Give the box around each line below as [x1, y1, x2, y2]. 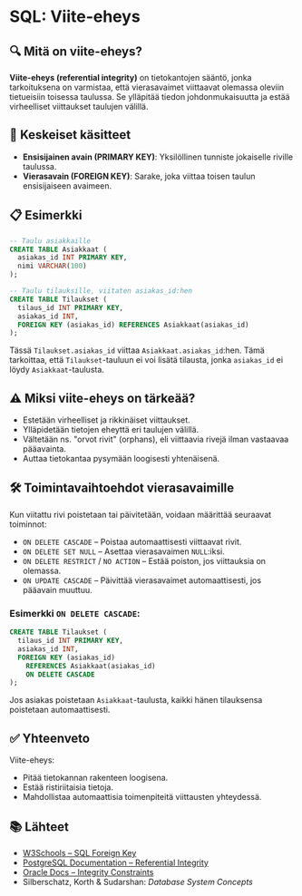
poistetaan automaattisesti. [9, 705, 111, 716]
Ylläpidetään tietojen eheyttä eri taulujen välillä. [22, 424, 200, 435]
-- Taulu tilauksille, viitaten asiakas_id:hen [9, 287, 193, 296]
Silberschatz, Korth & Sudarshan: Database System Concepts [22, 876, 254, 887]
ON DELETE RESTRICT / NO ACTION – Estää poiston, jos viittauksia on [22, 555, 266, 566]
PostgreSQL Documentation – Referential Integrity [22, 857, 209, 868]
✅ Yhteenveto [9, 730, 91, 745]
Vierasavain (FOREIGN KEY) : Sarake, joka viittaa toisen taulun [22, 170, 256, 181]
